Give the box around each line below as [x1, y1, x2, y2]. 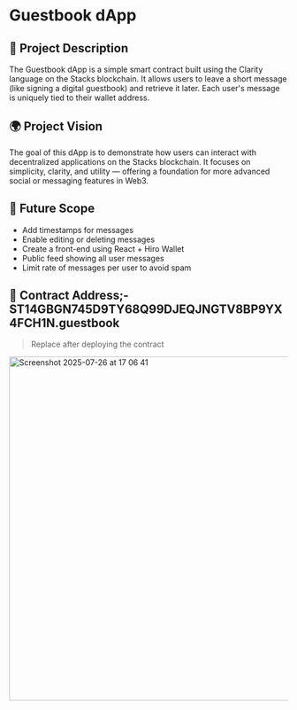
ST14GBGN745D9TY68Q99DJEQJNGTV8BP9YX [9, 302, 283, 317]
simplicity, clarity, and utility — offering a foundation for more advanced [9, 166, 270, 176]
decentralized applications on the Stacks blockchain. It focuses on [9, 156, 251, 167]
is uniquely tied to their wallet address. [9, 92, 150, 103]
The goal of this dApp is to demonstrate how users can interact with [9, 147, 256, 158]
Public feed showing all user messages [21, 253, 165, 263]
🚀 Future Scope [9, 201, 95, 216]
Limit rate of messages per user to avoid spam [21, 262, 192, 273]
